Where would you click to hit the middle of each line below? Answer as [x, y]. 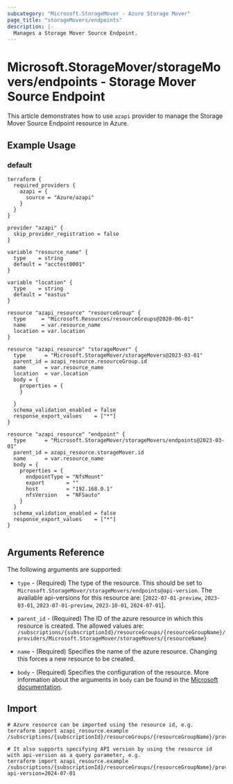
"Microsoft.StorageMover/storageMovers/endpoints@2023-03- [138, 440]
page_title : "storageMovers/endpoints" [65, 20]
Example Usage [42, 145]
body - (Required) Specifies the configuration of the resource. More [113, 672]
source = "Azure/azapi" [60, 197]
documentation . [40, 687]
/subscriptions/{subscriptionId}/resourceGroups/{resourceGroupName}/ [121, 632]
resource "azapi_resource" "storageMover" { [72, 349]
